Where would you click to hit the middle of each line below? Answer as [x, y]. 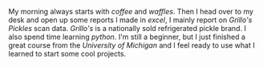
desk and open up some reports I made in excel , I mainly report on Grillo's [130, 20]
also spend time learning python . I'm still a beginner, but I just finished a [127, 37]
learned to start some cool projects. [67, 54]
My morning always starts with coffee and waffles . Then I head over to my [131, 12]
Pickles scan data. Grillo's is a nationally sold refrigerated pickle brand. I [127, 28]
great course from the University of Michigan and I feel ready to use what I [131, 45]
